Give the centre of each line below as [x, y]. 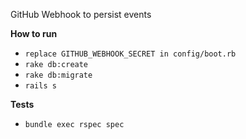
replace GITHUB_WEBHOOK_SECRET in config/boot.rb [130, 54]
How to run [34, 33]
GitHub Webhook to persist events [81, 14]
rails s [40, 86]
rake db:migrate [58, 75]
